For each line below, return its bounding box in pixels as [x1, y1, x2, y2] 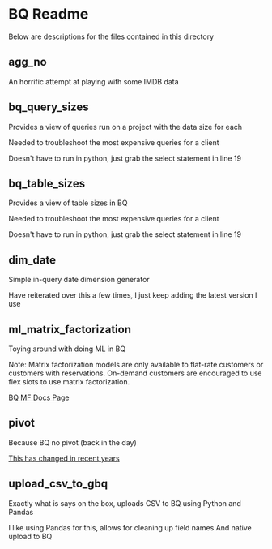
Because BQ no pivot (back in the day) [8, 437, 138, 447]
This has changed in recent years [8, 453, 120, 463]
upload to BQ [8, 531, 53, 541]
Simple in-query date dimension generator [8, 275, 150, 285]
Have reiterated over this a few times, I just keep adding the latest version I [8, 290, 257, 300]
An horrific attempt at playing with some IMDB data [8, 76, 180, 86]
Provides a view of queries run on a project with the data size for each [8, 122, 243, 131]
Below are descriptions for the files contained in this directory [8, 32, 215, 41]
